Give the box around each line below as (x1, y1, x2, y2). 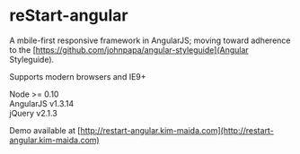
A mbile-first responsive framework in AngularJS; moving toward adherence (9, 35, 291, 46)
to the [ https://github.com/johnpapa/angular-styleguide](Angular (9, 44, 249, 55)
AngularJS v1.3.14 (9, 98, 75, 108)
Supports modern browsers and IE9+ (9, 71, 146, 81)
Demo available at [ (9, 124, 81, 135)
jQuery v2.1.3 (9, 107, 58, 118)
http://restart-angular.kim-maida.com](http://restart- (80, 124, 274, 135)
